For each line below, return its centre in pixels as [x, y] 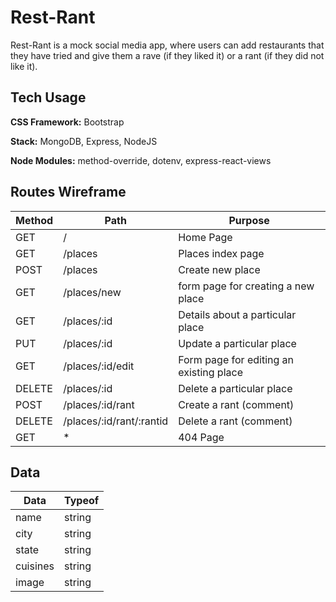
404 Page [201, 437]
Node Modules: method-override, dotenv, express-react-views [141, 160]
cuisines [35, 566]
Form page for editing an [236, 359]
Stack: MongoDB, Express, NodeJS [84, 141]
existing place [210, 372]
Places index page [221, 253]
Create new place [219, 269]
